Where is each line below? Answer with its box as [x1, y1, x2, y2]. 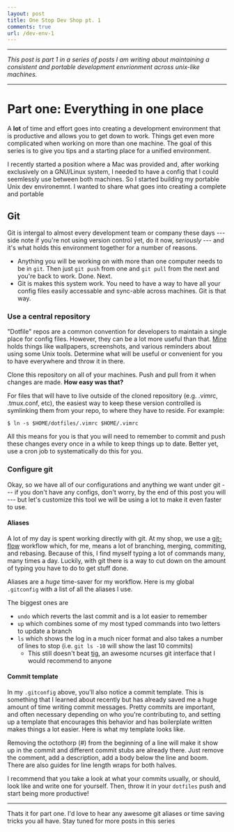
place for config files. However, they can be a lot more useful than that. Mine [7, 335, 227, 343]
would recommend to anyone [27, 656, 112, 664]
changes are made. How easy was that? [7, 378, 124, 386]
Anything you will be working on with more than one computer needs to [17, 257, 223, 265]
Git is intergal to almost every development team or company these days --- [7, 228, 226, 237]
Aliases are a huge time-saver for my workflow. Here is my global [7, 577, 194, 585]
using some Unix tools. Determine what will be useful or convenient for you [7, 350, 223, 358]
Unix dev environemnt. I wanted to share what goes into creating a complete [7, 182, 226, 191]
